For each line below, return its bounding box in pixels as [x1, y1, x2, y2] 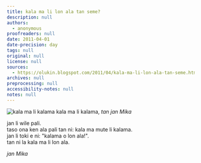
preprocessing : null [7, 81, 58, 87]
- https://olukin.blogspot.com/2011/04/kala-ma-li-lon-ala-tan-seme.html [12, 70, 199, 76]
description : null [7, 14, 52, 20]
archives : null [7, 75, 45, 81]
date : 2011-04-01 [7, 36, 50, 42]
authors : [7, 20, 29, 26]
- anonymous [12, 25, 42, 32]
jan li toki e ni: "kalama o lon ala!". [7, 132, 89, 139]
